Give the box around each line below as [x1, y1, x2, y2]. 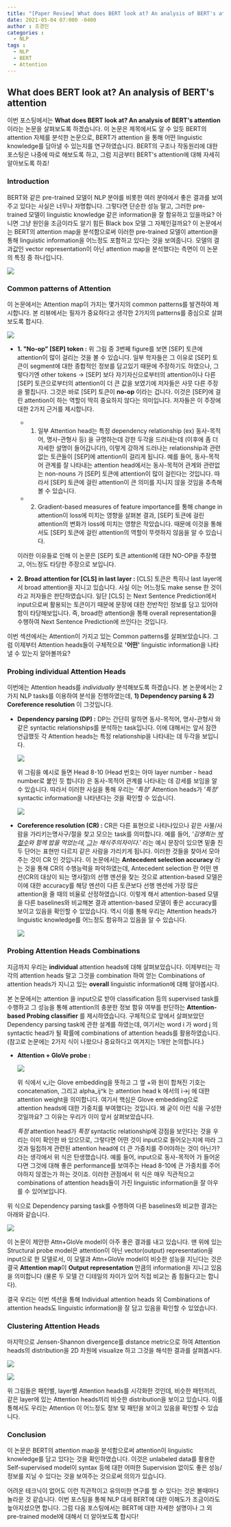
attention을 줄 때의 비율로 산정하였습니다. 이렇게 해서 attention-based [16, 890, 206, 898]
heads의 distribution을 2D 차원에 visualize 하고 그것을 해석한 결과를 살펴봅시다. [7, 1346, 222, 1354]
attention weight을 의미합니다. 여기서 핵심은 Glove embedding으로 [16, 1095, 199, 1104]
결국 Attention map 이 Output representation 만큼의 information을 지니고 [7, 1263, 210, 1272]
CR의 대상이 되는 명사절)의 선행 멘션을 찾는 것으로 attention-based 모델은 [25, 873, 223, 881]
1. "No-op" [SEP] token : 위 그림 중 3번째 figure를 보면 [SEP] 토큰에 [16, 345, 204, 353]
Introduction [7, 176, 49, 186]
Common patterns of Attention [7, 283, 111, 293]
